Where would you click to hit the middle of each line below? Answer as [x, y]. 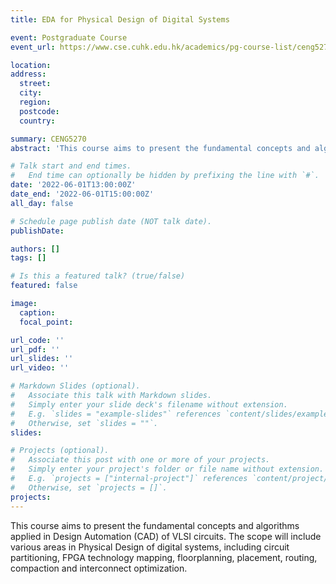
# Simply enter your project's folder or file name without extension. [167, 469]
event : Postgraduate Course [69, 37]
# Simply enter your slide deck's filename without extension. [149, 404]
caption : [37, 312]
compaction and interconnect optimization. [99, 568]
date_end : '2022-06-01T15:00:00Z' [82, 194]
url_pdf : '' [35, 349]
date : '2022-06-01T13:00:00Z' [73, 185]
